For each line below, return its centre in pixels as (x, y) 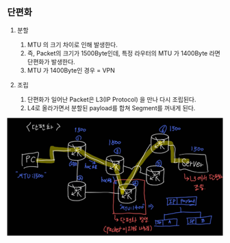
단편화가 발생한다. (51, 62)
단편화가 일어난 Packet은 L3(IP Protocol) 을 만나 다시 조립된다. (112, 99)
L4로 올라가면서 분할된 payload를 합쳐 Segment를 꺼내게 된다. (111, 107)
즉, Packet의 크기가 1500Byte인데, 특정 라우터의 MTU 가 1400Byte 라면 (124, 53)
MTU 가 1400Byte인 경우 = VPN (71, 70)
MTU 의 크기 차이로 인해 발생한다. (72, 44)
